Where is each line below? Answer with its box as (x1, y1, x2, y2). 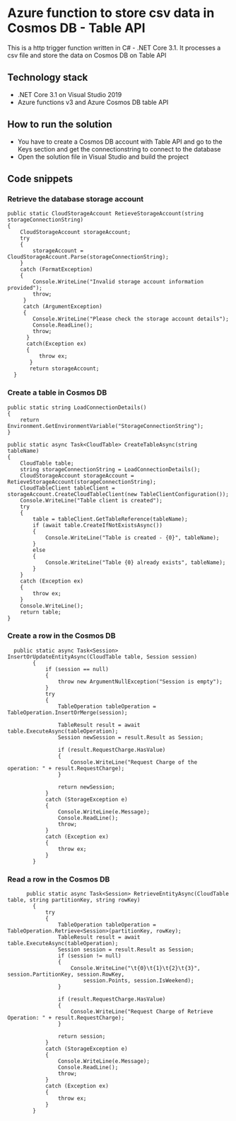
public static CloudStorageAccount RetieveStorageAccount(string (7, 210, 203, 218)
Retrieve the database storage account (7, 193, 144, 203)
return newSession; (57, 783, 115, 791)
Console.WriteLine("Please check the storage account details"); (33, 315, 230, 323)
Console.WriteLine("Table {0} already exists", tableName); (45, 558, 226, 566)
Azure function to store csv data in (7, 5, 215, 21)
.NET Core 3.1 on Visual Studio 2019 (17, 90, 122, 98)
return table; (20, 608, 61, 616)
